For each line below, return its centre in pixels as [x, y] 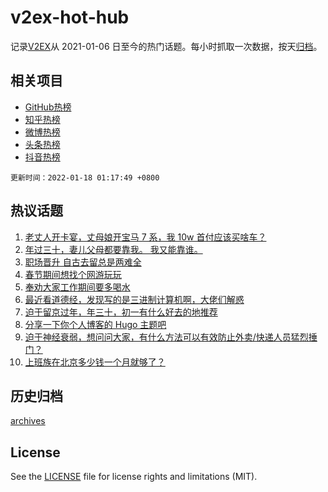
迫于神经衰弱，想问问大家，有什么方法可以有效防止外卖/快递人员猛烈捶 [171, 337]
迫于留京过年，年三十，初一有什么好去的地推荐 [121, 312]
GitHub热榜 [48, 107]
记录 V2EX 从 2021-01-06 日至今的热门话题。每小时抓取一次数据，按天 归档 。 [166, 46]
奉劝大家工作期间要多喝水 [77, 287]
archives [28, 421]
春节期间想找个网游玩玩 [73, 274]
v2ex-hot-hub [70, 17]
